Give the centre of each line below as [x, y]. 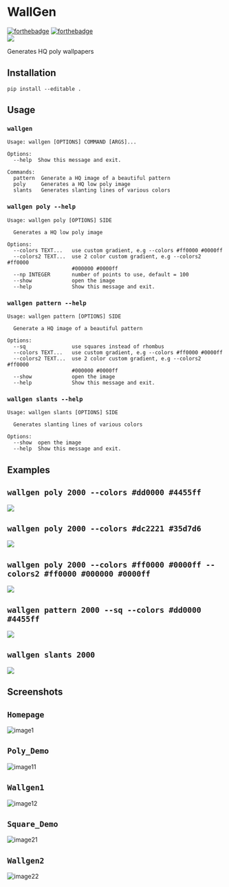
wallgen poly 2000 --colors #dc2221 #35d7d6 [104, 528]
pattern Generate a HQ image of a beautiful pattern [92, 179]
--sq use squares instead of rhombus [89, 347]
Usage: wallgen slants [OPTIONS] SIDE [63, 413]
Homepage [26, 714]
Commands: [21, 172]
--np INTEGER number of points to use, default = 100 [101, 274]
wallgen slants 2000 [51, 655]
